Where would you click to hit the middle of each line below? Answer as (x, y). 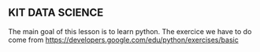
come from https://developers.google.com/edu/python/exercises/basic (123, 40)
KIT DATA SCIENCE (56, 13)
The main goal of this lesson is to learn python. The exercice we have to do (130, 31)
